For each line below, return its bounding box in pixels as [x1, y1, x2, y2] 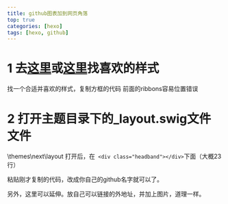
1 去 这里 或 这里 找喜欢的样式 [7, 61, 160, 76]
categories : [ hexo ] [7, 23, 63, 29]
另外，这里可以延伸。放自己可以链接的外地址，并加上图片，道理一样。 [7, 190, 205, 199]
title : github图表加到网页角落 [7, 10, 88, 17]
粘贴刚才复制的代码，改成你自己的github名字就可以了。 [7, 175, 163, 183]
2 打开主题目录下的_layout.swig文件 [7, 111, 212, 127]
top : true [7, 16, 36, 23]
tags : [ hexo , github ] [7, 29, 69, 36]
